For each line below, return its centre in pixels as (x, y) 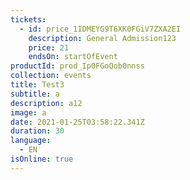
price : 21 (49, 47)
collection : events (51, 76)
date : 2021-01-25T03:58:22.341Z (77, 122)
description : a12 (46, 103)
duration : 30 (37, 131)
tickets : (28, 19)
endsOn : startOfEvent (73, 57)
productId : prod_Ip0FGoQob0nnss (77, 66)
